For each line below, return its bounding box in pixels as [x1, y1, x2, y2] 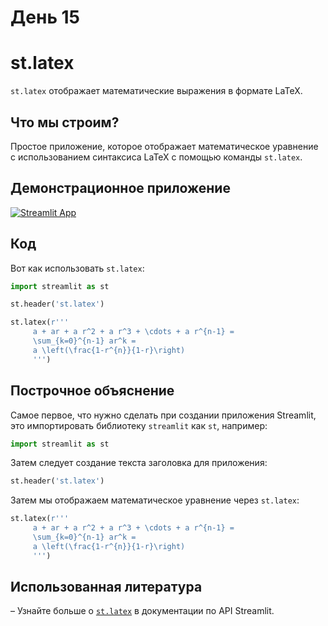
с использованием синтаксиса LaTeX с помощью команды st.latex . [10, 151, 303, 163]
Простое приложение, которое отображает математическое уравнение [10, 140, 319, 152]
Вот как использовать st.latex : [10, 262, 145, 274]
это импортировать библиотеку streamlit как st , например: [10, 419, 268, 431]
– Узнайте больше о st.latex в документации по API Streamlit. [10, 605, 275, 617]
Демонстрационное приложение [10, 180, 231, 197]
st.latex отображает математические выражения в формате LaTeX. [10, 85, 303, 97]
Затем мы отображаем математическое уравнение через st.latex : [10, 494, 300, 506]
